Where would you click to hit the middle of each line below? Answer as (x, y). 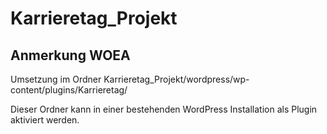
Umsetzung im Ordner (56, 79)
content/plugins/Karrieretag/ (69, 90)
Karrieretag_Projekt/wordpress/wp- (176, 79)
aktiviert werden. (45, 120)
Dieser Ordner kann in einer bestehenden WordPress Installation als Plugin (164, 109)
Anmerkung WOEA (70, 55)
